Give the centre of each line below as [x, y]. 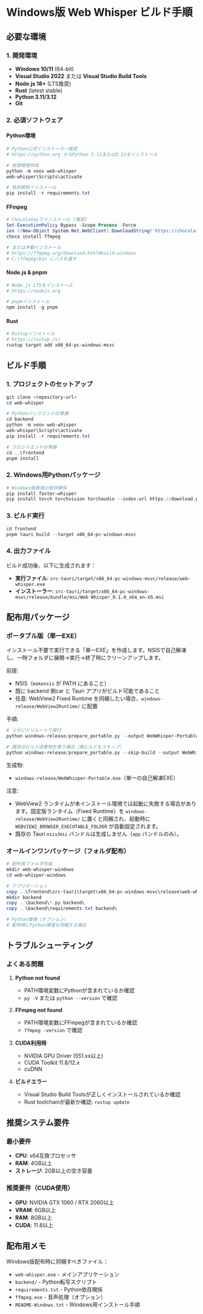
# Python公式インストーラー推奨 [42, 149]
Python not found [37, 978]
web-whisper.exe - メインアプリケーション [67, 1275]
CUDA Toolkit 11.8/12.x [52, 1062]
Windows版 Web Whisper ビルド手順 [100, 12]
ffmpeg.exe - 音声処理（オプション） [60, 1297]
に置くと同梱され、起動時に [116, 819]
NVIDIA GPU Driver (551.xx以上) [64, 1056]
